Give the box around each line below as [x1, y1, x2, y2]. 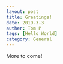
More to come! [6, 53, 43, 59]
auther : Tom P [6, 25, 42, 31]
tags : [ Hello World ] [6, 31, 58, 37]
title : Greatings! [6, 14, 52, 20]
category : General [6, 36, 52, 42]
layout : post [6, 8, 39, 15]
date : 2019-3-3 [6, 20, 44, 25]
